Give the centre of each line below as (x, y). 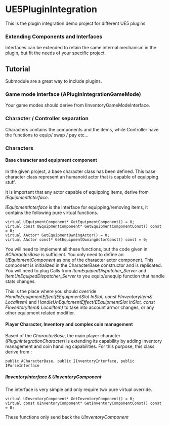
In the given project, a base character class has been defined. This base (80, 171)
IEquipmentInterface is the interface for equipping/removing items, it (77, 207)
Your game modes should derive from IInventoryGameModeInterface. (78, 105)
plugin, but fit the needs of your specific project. (56, 53)
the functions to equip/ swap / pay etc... (47, 135)
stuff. (11, 182)
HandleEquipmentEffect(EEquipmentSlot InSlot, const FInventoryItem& (79, 296)
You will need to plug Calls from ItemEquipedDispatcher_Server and (76, 270)
